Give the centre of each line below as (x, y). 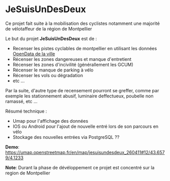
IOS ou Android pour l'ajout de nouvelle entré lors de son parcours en (86, 126)
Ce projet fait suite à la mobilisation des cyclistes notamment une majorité (83, 23)
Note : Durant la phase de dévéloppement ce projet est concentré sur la (80, 167)
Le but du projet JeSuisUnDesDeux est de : (51, 39)
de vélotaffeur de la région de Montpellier (49, 28)
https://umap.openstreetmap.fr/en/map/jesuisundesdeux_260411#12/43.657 (85, 152)
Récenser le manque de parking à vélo (53, 70)
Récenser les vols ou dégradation (48, 75)
